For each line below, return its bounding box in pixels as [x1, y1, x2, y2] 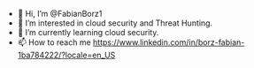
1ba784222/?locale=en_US [17, 49, 116, 60]
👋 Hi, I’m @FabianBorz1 [17, 9, 103, 19]
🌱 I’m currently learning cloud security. [17, 27, 159, 37]
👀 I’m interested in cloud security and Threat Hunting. [17, 18, 213, 28]
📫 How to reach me [17, 37, 91, 48]
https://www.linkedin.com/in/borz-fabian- [92, 37, 245, 48]
